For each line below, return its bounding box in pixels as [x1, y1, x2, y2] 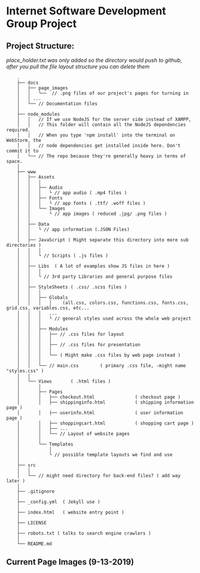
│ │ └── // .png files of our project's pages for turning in [17, 90, 189, 96]
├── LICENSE [17, 520, 47, 526]
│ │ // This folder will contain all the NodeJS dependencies [17, 122, 186, 128]
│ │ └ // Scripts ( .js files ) [17, 253, 109, 259]
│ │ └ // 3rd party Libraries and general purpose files [17, 274, 172, 280]
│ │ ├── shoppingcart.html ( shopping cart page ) [17, 420, 195, 426]
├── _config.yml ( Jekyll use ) [17, 499, 101, 505]
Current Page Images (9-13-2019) [6, 557, 135, 567]
